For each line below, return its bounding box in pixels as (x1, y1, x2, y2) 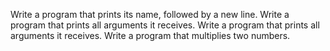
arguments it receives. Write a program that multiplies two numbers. (10, 30, 291, 41)
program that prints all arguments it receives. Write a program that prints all (10, 19, 320, 31)
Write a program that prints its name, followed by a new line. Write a (10, 9, 290, 20)
